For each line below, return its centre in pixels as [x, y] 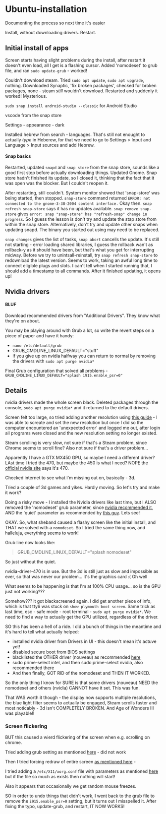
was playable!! [20, 713]
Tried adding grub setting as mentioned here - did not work [66, 752]
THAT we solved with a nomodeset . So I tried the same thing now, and [75, 528]
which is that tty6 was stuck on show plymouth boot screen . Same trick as [80, 607]
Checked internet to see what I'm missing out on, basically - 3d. [70, 478]
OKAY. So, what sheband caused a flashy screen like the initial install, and [81, 522]
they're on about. [23, 320]
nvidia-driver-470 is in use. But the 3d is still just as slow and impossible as [82, 571]
